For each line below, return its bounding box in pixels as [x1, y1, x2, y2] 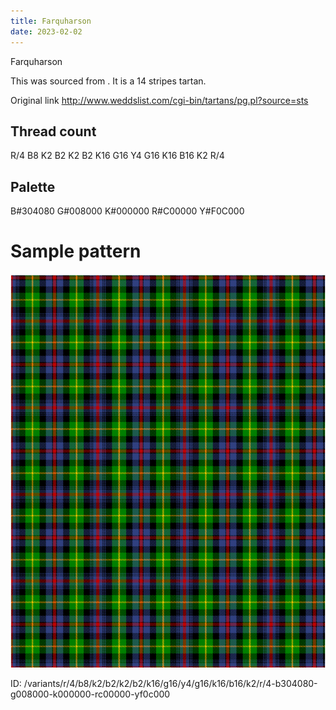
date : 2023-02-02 [10, 26, 83, 37]
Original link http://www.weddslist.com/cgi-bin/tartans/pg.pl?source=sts [10, 94, 309, 106]
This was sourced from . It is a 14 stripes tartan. [10, 75, 207, 87]
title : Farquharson [10, 16, 92, 26]
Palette [10, 178, 56, 195]
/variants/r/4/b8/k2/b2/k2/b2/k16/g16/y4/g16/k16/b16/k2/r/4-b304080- [23, 678, 318, 690]
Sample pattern [10, 240, 142, 263]
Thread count [10, 123, 97, 140]
